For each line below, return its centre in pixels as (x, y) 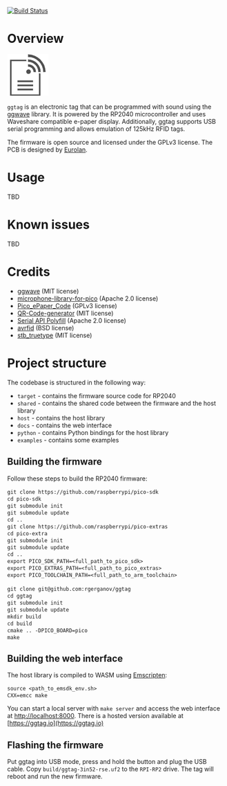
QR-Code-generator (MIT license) (65, 313)
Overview (36, 39)
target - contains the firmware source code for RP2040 (96, 395)
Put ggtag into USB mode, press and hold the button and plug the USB (107, 762)
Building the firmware (55, 462)
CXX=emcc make (28, 696)
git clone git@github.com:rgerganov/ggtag (69, 589)
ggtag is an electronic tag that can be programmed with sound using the (109, 107)
